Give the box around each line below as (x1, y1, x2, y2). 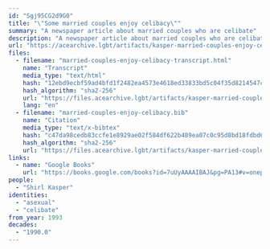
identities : (8, 190, 48, 199)
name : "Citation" (22, 116, 81, 124)
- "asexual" (15, 198, 56, 206)
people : (8, 176, 35, 185)
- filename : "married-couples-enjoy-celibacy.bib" (15, 109, 189, 117)
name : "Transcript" (22, 64, 88, 72)
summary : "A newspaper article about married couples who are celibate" (8, 27, 257, 35)
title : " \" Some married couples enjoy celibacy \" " (8, 19, 182, 27)
